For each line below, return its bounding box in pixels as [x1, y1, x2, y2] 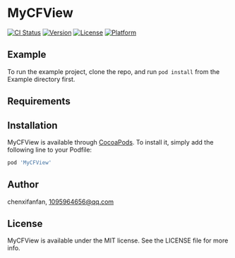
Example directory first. [7, 75, 76, 83]
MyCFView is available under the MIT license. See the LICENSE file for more [7, 236, 229, 245]
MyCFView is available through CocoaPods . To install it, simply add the [7, 137, 214, 146]
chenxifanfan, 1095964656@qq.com [7, 197, 114, 206]
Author [7, 178, 39, 191]
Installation [7, 119, 58, 131]
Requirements [7, 95, 71, 107]
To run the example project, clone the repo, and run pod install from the [7, 67, 220, 75]
